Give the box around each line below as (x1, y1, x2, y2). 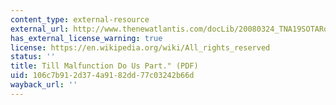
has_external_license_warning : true (10, 33, 163, 43)
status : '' (10, 52, 56, 62)
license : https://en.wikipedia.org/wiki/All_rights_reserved (10, 42, 271, 53)
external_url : (10, 24, 70, 34)
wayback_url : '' (10, 80, 78, 90)
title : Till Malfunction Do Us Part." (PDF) (10, 61, 199, 71)
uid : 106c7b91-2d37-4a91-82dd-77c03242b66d (10, 71, 195, 81)
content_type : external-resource (10, 14, 150, 25)
